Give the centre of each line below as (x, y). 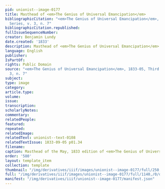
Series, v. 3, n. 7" (30, 23)
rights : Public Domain (28, 64)
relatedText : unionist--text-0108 (41, 138)
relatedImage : (20, 133)
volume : (13, 96)
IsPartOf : (15, 60)
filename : (15, 147)
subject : (14, 78)
